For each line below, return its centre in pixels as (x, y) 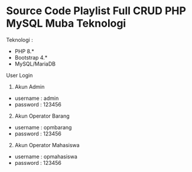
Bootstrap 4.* (31, 57)
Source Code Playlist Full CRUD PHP (96, 11)
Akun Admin (30, 86)
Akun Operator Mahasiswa (47, 145)
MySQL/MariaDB (35, 64)
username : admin (37, 98)
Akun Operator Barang (42, 116)
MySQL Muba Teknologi (66, 23)
